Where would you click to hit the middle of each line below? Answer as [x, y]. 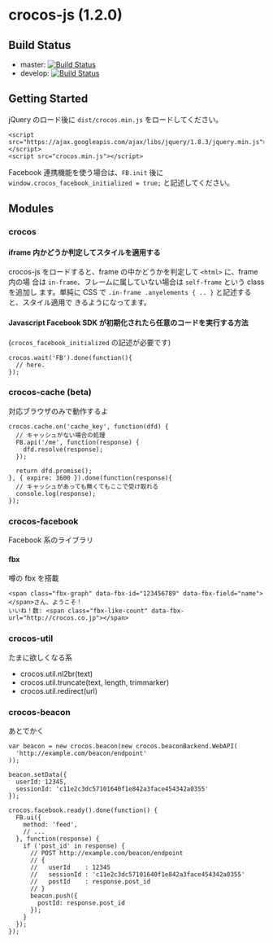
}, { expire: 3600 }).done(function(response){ [91, 478]
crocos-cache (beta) [50, 393]
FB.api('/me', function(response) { [78, 442]
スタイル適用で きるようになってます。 [87, 302]
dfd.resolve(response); [63, 450]
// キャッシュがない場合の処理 [61, 435]
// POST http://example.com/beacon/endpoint [106, 853]
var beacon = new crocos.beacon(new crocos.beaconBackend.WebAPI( [123, 746]
